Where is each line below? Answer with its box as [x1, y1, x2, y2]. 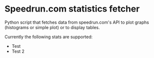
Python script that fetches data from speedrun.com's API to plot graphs [4, 19, 149, 25]
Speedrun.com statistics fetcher [4, 3, 140, 14]
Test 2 [11, 48, 25, 54]
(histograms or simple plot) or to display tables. [4, 24, 100, 30]
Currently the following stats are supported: [4, 34, 93, 40]
